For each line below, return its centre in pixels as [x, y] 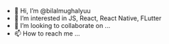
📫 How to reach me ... [47, 34]
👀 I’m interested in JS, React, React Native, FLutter [88, 18]
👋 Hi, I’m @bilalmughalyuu [52, 11]
